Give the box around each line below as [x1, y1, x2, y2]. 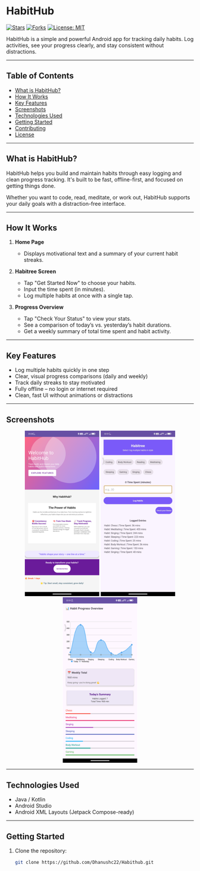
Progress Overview [14, 303, 64, 311]
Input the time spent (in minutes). [23, 286, 105, 293]
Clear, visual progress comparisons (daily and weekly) [14, 373, 148, 380]
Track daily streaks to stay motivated [14, 379, 105, 386]
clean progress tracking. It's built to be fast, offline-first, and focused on [6, 176, 183, 183]
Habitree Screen [14, 268, 57, 275]
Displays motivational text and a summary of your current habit [23, 250, 179, 257]
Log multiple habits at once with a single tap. [23, 292, 134, 299]
